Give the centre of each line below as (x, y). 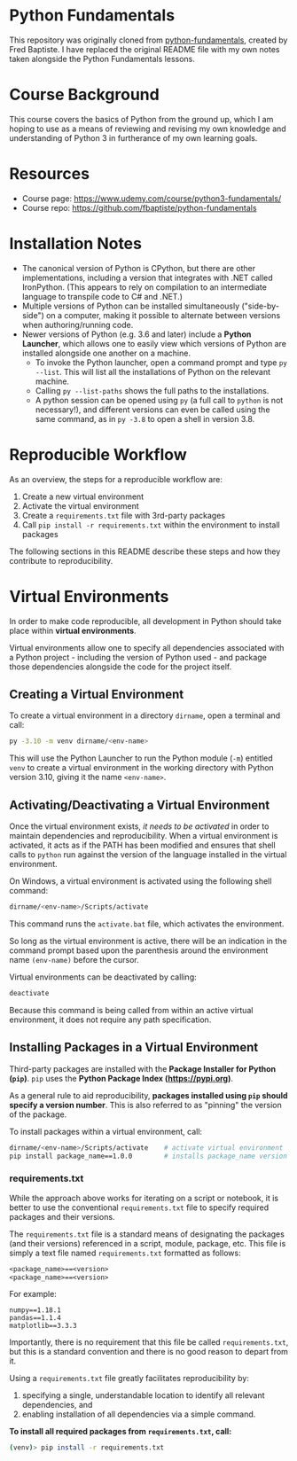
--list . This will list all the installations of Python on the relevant (153, 371)
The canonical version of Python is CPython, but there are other (138, 268)
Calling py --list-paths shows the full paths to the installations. (152, 390)
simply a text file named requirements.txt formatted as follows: (125, 1253)
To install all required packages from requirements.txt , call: (121, 1432)
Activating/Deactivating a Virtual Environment (140, 805)
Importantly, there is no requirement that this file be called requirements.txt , (149, 1342)
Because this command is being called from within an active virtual (131, 1010)
